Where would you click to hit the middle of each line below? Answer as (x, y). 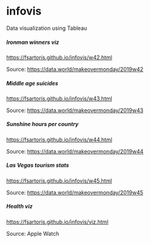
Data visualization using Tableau (47, 28)
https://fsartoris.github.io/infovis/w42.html (59, 57)
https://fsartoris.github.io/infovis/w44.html (59, 139)
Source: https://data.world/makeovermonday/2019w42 (75, 69)
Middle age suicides (32, 83)
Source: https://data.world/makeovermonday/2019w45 (75, 192)
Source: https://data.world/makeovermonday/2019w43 (75, 110)
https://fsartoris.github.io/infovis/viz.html (57, 222)
